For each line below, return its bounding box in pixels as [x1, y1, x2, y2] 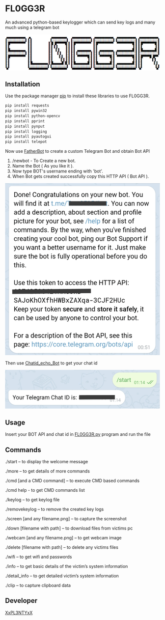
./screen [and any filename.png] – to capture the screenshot [5, 516, 127, 522]
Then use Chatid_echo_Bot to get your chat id [5, 360, 98, 366]
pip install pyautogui [5, 134, 52, 139]
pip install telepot [5, 140, 48, 144]
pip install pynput [5, 124, 45, 129]
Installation [5, 80, 40, 88]
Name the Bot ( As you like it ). [12, 163, 74, 169]
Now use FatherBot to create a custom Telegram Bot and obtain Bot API [5, 148, 150, 154]
